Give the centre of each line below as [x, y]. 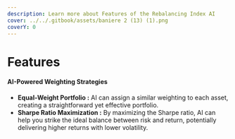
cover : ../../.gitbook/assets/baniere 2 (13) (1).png [88, 20]
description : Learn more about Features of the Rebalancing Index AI [112, 14]
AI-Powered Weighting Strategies [57, 82]
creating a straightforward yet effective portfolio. [88, 105]
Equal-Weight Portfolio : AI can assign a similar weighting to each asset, [123, 97]
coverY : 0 [22, 27]
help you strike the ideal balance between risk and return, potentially [117, 120]
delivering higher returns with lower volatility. [83, 127]
